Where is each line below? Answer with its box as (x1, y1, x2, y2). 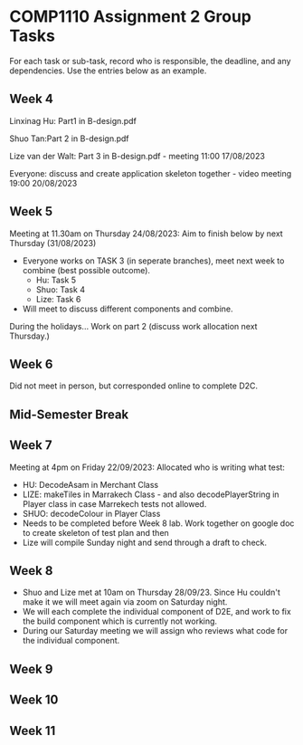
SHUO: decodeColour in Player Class (22, 508, 161, 519)
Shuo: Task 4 (35, 283, 86, 295)
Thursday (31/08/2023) (9, 237, 97, 248)
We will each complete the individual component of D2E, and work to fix (22, 607, 291, 617)
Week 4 (9, 91, 54, 107)
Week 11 (9, 722, 56, 739)
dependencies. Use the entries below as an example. (9, 65, 207, 76)
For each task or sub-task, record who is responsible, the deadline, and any (9, 55, 291, 66)
